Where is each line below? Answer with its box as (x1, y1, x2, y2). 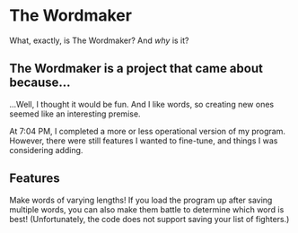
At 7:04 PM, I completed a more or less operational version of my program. (9, 125, 285, 136)
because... (9, 75, 71, 91)
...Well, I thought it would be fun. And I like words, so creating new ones (9, 99, 275, 109)
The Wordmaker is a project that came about (9, 61, 263, 76)
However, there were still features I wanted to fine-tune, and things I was (9, 135, 278, 146)
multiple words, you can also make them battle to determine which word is (9, 203, 285, 215)
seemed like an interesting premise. (9, 108, 141, 119)
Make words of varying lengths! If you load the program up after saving (9, 194, 273, 205)
